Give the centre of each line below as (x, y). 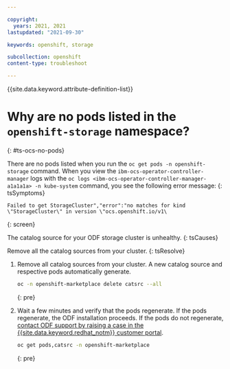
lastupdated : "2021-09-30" (46, 32)
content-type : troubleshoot (47, 64)
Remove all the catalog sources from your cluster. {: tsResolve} (96, 251)
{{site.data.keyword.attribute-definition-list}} (70, 89)
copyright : (23, 19)
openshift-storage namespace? (99, 132)
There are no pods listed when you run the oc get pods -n (90, 164)
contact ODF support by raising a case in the (80, 325)
